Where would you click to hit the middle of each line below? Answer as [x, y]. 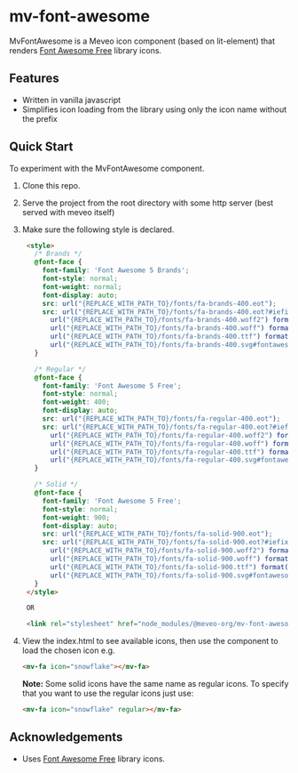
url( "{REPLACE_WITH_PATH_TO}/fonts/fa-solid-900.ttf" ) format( [169, 567]
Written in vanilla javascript [71, 100]
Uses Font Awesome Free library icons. [94, 759]
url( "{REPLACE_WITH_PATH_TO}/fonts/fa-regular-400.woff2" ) [161, 435]
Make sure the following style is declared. [98, 229]
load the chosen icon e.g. [68, 650]
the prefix [39, 118]
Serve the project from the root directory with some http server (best [148, 203]
